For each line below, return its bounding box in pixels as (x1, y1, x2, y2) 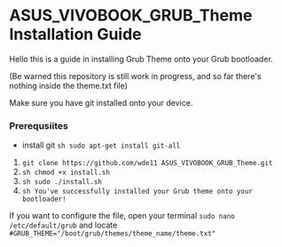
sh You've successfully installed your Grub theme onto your (21, 187, 254, 196)
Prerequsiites (9, 119, 68, 131)
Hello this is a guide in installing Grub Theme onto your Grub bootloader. (9, 53, 273, 64)
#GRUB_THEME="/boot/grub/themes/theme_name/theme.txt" (9, 229, 216, 238)
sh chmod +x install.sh (21, 168, 111, 178)
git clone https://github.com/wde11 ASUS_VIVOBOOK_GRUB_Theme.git (21, 159, 273, 168)
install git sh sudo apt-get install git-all (21, 139, 181, 151)
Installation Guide (9, 24, 142, 44)
